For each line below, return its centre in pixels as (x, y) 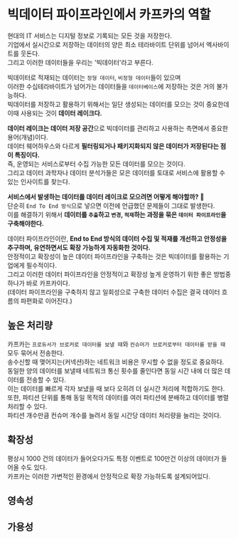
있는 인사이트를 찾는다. (39, 182)
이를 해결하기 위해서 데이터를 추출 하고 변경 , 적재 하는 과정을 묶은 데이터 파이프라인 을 (117, 214)
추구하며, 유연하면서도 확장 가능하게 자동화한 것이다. (79, 247)
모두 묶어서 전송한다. (36, 352)
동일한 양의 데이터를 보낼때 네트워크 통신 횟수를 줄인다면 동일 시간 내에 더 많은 (115, 370)
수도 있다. (34, 467)
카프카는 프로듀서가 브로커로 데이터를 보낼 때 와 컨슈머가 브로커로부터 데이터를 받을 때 (117, 344)
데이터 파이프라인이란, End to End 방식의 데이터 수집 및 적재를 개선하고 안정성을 (117, 239)
